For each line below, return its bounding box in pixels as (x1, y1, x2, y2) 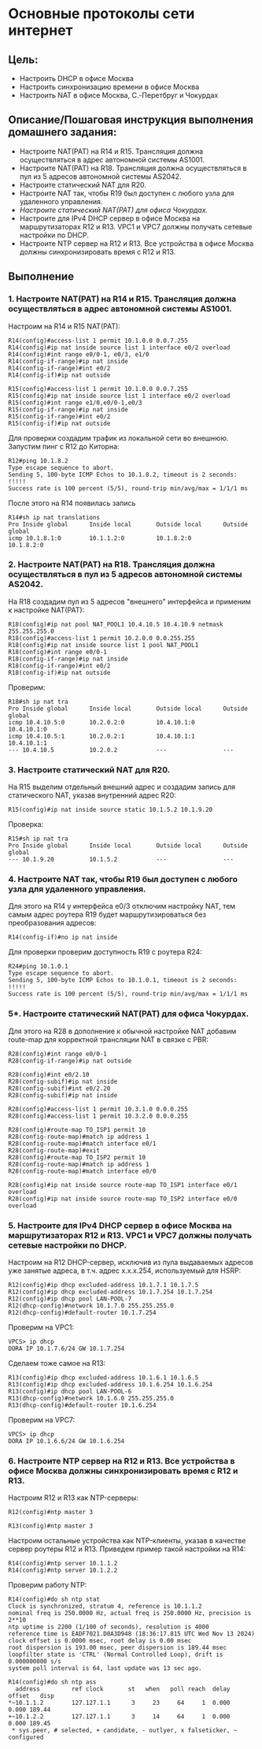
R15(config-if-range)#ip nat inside (8, 405, 128, 414)
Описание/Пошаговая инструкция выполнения (8, 113, 254, 127)
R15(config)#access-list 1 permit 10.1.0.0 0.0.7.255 (8, 385, 189, 393)
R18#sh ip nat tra (8, 698, 68, 705)
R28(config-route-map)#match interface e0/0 (8, 1167, 157, 1175)
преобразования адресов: (8, 918, 97, 928)
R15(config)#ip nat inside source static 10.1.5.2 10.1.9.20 (8, 806, 213, 814)
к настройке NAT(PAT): (8, 605, 85, 615)
